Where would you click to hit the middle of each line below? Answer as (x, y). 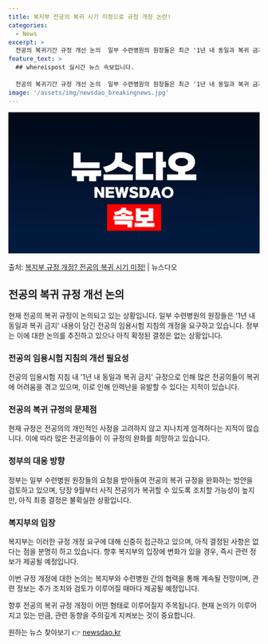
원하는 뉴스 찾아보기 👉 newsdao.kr (65, 632)
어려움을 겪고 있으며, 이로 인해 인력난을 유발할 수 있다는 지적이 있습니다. (128, 387)
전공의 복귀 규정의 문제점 (53, 409)
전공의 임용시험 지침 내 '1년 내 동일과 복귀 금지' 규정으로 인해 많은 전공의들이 (126, 377)
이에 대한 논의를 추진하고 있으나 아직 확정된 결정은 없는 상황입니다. (120, 335)
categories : (28, 25)
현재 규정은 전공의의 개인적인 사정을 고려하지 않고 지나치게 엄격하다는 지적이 (126, 429)
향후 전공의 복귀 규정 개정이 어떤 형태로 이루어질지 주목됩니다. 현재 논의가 (122, 605)
